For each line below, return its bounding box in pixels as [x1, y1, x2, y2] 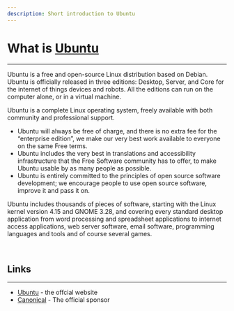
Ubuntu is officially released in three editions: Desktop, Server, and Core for [7, 78, 224, 86]
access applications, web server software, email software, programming [7, 222, 214, 231]
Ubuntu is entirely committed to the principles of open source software [17, 171, 221, 180]
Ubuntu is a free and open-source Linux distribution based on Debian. [7, 70, 208, 78]
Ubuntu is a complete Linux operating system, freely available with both [7, 106, 213, 114]
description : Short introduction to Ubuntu [7, 10, 136, 17]
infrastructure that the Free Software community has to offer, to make [17, 157, 217, 165]
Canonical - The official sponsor [17, 296, 110, 304]
